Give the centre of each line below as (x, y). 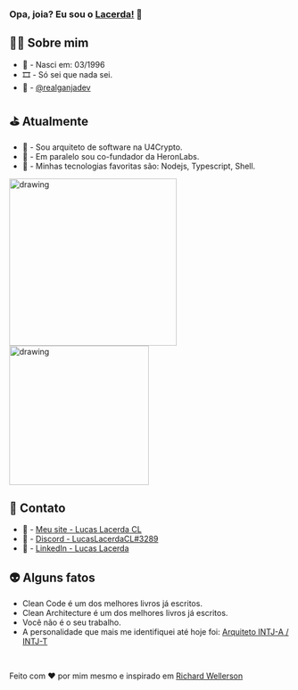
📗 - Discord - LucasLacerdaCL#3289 (90, 539)
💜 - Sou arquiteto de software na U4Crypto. (102, 147)
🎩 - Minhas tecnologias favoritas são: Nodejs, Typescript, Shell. (139, 166)
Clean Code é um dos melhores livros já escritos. (112, 604)
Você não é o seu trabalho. (72, 622)
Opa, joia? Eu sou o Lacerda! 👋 (76, 14)
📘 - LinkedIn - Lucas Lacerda (75, 548)
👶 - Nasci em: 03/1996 (63, 64)
